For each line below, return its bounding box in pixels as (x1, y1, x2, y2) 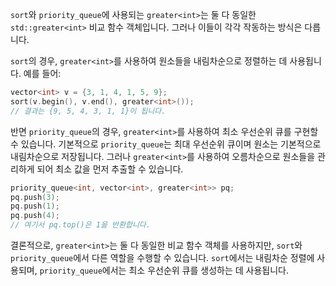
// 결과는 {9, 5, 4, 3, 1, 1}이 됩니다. (10, 106, 167, 116)
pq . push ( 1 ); (10, 201, 60, 212)
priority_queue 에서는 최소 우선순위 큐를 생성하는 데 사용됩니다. (39, 264, 289, 276)
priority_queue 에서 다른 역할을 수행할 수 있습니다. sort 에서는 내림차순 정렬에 (10, 252, 315, 263)
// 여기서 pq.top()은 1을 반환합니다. (10, 220, 151, 230)
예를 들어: (23, 68, 62, 79)
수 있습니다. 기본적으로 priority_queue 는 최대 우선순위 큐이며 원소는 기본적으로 (10, 138, 322, 150)
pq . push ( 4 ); (10, 211, 60, 221)
